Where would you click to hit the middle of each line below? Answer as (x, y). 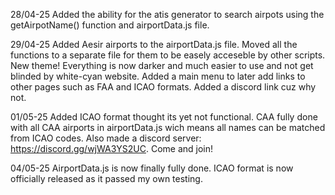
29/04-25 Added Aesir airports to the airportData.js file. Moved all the (154, 44)
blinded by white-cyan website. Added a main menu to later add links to (158, 76)
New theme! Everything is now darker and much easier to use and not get (162, 65)
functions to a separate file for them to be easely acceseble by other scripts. (168, 55)
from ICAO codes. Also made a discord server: (106, 138)
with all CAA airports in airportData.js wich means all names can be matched (168, 127)
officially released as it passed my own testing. (106, 178)
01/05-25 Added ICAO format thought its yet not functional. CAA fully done (164, 117)
